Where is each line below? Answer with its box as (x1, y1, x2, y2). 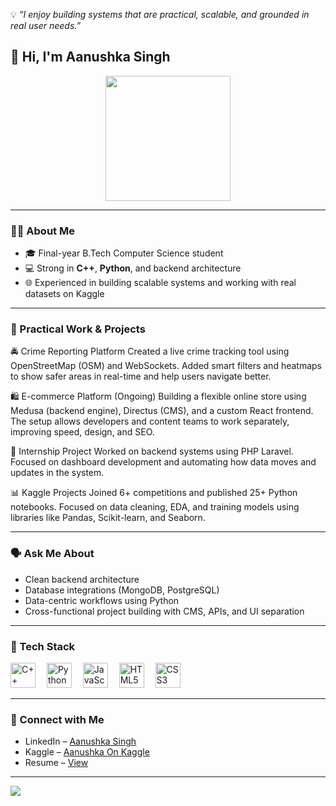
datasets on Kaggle (24, 288, 105, 300)
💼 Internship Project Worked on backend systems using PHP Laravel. (10, 445, 294, 458)
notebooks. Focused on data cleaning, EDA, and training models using (10, 501, 300, 513)
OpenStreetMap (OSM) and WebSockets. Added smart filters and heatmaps (10, 360, 323, 372)
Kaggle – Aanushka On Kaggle (24, 746, 150, 758)
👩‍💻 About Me (10, 224, 75, 238)
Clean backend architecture (24, 573, 140, 585)
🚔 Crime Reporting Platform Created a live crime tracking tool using (10, 345, 290, 358)
